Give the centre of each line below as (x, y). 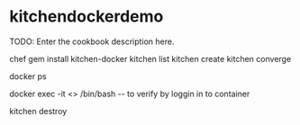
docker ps (28, 76)
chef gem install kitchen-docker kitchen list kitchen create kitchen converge (150, 58)
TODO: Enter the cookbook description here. (92, 41)
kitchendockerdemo (86, 17)
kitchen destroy (38, 111)
